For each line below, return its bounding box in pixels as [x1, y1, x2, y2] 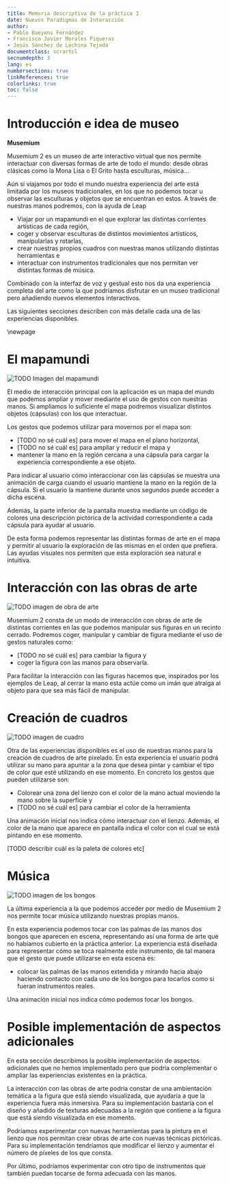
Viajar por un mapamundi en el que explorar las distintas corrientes [16, 215, 206, 223]
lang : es [7, 61, 32, 68]
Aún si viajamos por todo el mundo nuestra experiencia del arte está [7, 180, 200, 189]
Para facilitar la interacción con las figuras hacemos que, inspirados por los [7, 671, 219, 679]
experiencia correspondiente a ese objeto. [16, 458, 137, 466]
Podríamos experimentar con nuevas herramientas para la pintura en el [7, 1126, 207, 1135]
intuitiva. [7, 556, 31, 564]
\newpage [7, 328, 36, 336]
